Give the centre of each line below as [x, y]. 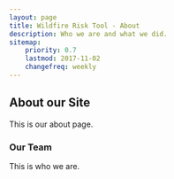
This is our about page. [51, 124]
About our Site [50, 103]
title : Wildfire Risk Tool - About [75, 26]
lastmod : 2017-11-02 [63, 58]
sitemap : [25, 42]
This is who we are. [45, 166]
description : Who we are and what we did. [88, 34]
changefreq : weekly [61, 67]
